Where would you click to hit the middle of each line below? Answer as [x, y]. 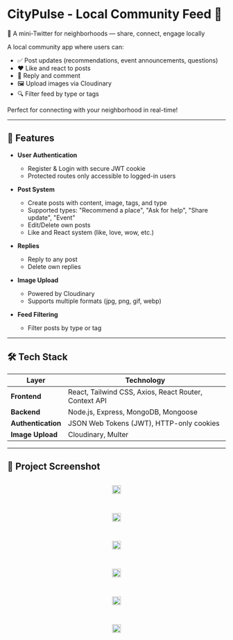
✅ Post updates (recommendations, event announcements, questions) [118, 60]
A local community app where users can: [66, 47]
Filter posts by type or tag [64, 328]
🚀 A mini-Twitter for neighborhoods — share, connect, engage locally [106, 33]
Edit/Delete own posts [59, 224]
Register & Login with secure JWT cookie [86, 168]
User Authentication [47, 155]
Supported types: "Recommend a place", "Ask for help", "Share [118, 210]
